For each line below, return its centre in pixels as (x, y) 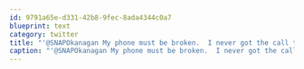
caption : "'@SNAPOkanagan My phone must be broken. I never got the (143, 51)
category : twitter (44, 34)
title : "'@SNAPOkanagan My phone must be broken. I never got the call (149, 43)
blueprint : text (40, 26)
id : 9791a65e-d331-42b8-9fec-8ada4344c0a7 (90, 17)
